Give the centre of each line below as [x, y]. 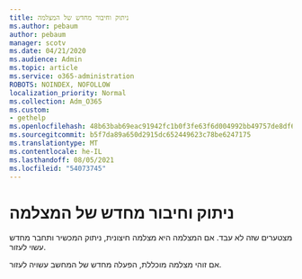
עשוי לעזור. [28, 247]
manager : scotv [38, 43]
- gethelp [28, 118]
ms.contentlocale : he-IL [56, 151]
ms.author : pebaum [44, 26]
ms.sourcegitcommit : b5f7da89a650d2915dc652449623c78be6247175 [130, 135]
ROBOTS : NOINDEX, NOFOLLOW [60, 85]
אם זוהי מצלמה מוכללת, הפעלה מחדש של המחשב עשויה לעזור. [115, 265]
